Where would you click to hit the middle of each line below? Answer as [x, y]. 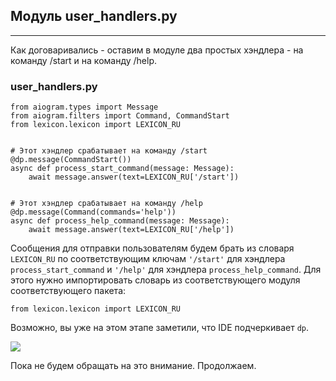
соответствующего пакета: [68, 291]
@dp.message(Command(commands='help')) [93, 212]
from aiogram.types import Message [84, 107]
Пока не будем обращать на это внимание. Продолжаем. [133, 366]
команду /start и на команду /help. [84, 60]
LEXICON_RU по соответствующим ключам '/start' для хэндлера [148, 259]
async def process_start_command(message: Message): [122, 169]
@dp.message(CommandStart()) [71, 160]
